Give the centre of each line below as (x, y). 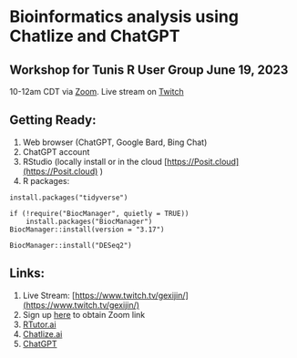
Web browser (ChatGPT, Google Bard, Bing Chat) (115, 142)
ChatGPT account (56, 151)
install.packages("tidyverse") (69, 198)
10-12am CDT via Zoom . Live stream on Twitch (97, 92)
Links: (27, 274)
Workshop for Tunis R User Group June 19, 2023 (149, 70)
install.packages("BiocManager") (89, 221)
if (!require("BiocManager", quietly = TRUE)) (99, 213)
